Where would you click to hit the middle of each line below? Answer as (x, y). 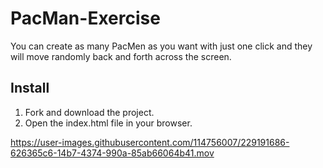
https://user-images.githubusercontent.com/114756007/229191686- (150, 142)
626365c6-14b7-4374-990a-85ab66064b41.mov (112, 153)
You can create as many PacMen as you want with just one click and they (161, 46)
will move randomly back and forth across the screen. (121, 56)
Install (30, 88)
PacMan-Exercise (85, 18)
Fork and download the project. (89, 112)
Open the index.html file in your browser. (108, 123)
